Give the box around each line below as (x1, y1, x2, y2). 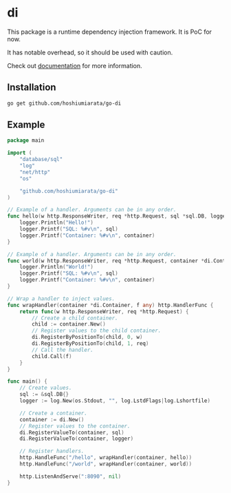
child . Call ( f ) (32, 353, 72, 359)
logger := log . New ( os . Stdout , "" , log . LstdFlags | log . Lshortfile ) (19, 397, 211, 404)
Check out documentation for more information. (7, 61, 142, 70)
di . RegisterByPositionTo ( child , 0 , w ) (32, 334, 143, 341)
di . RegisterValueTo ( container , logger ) (19, 435, 134, 442)
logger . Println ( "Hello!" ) (19, 219, 94, 227)
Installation (7, 81, 56, 94)
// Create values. (19, 384, 72, 392)
